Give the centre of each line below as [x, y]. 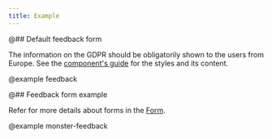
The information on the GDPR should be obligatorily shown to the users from [136, 54]
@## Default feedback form [55, 39]
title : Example [34, 16]
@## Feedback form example [58, 95]
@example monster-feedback [58, 125]
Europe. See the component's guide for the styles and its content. [119, 63]
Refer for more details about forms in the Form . [87, 110]
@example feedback [43, 78]
